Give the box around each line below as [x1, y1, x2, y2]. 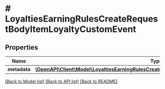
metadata [7, 66, 30, 72]
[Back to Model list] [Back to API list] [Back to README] [5, 79, 118, 84]
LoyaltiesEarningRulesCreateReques [5, 13, 158, 24]
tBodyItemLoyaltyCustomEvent [5, 24, 137, 35]
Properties [5, 43, 38, 51]
